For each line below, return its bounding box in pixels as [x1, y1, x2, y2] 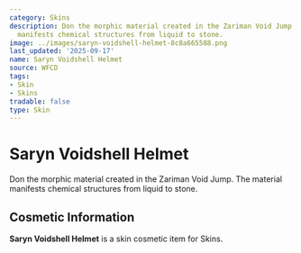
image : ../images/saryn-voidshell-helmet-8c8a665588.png [9, 38, 228, 48]
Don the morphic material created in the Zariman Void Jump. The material [9, 174, 282, 185]
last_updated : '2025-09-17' [9, 47, 115, 56]
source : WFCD [9, 64, 59, 73]
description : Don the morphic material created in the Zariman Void [9, 22, 272, 31]
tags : [9, 72, 30, 81]
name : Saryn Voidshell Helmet [9, 55, 123, 64]
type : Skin [9, 105, 50, 114]
